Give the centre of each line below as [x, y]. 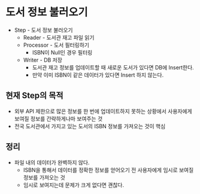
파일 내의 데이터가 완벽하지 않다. [52, 162]
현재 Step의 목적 [34, 96]
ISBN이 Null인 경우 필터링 [62, 52]
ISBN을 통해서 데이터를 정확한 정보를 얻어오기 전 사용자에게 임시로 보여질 [108, 170]
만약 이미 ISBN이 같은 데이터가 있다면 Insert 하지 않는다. [98, 75]
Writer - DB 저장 [43, 60]
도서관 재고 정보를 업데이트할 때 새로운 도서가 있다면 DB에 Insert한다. [113, 67]
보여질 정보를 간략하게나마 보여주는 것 [58, 119]
